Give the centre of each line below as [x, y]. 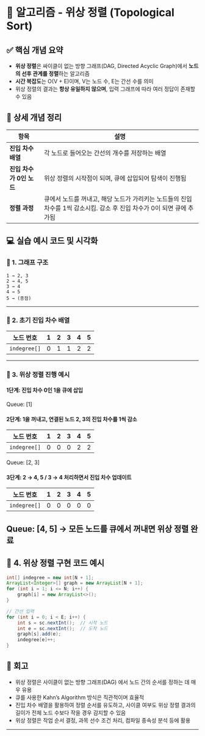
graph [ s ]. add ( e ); [39, 634]
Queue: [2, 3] [23, 462]
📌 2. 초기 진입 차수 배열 [38, 320]
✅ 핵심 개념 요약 [35, 50]
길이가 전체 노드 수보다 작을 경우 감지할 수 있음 [70, 712]
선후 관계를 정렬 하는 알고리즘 [56, 73]
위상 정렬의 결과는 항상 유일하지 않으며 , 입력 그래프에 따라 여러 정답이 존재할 [105, 89]
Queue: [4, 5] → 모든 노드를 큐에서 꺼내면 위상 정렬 [98, 529]
